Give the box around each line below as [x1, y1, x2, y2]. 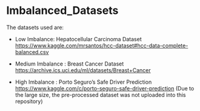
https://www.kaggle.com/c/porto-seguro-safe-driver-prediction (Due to [15, 84, 195, 92]
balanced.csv [15, 48, 49, 55]
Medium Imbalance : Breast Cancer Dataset [15, 60, 124, 67]
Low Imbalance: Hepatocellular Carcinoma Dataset [15, 35, 142, 42]
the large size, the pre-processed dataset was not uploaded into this [15, 91, 186, 98]
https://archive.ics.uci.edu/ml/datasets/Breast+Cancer [15, 66, 151, 73]
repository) [15, 98, 44, 105]
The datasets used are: [6, 24, 64, 31]
